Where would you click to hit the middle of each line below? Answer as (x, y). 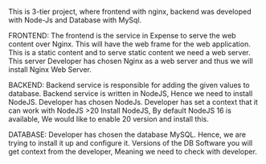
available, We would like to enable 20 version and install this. (108, 119)
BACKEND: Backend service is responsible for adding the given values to (129, 85)
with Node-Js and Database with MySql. (75, 20)
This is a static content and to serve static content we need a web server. (129, 52)
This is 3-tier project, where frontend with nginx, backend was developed (130, 12)
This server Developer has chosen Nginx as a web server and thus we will (131, 61)
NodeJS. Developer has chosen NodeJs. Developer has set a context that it (133, 102)
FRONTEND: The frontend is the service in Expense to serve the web (122, 36)
